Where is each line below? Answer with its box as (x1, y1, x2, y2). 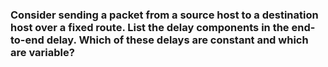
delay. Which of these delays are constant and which (46, 33, 309, 47)
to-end (10, 33, 45, 47)
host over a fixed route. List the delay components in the (10, 20, 290, 34)
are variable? (10, 45, 75, 59)
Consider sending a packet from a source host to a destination (10, 8, 319, 22)
